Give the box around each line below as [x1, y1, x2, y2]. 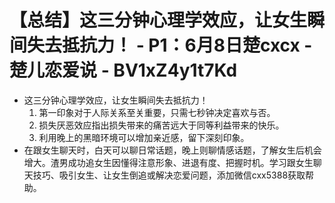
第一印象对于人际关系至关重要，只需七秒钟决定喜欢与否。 [38, 106, 276, 118]
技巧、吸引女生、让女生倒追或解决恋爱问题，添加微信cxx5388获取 [32, 169, 306, 181]
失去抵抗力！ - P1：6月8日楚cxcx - [27, 34, 313, 57]
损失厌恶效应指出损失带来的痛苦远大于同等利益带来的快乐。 [38, 119, 285, 131]
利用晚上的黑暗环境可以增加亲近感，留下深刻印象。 [38, 131, 250, 143]
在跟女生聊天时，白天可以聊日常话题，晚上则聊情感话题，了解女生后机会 [23, 144, 322, 156]
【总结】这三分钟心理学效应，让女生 [9, 9, 308, 32]
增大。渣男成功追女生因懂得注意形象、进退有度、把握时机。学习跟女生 [23, 156, 314, 168]
